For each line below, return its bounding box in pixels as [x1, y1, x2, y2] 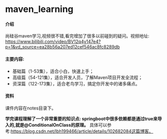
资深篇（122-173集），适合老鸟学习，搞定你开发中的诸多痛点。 [12, 80, 141, 86]
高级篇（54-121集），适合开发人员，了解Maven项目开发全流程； [12, 74, 143, 80]
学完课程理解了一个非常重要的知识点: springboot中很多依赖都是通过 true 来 [5, 115, 158, 121]
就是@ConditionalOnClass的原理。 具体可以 [15, 121, 107, 128]
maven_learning [5, 3, 74, 15]
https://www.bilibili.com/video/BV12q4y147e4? [5, 38, 101, 44]
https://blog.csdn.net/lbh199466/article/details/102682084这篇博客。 [10, 128, 154, 134]
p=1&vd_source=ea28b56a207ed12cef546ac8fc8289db [5, 44, 120, 50]
